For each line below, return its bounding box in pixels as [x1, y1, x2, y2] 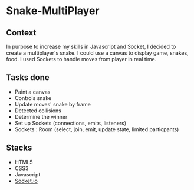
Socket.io [14, 177, 38, 184]
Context [6, 28, 37, 38]
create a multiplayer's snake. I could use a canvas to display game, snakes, [6, 49, 189, 56]
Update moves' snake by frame [14, 101, 91, 108]
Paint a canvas [14, 88, 51, 95]
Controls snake [14, 94, 52, 101]
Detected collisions [14, 107, 62, 114]
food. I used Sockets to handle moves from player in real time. [6, 56, 157, 62]
